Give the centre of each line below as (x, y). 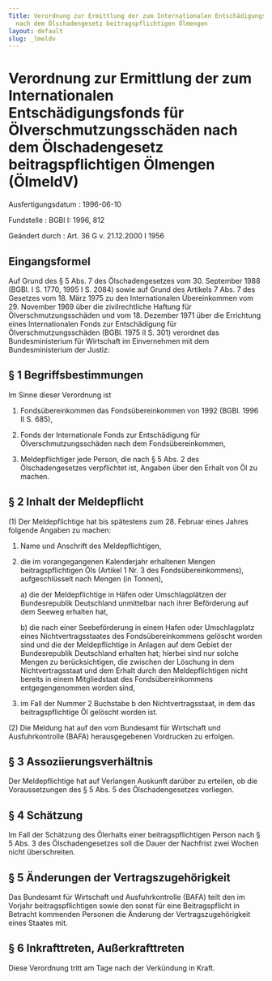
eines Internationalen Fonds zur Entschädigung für (93, 324)
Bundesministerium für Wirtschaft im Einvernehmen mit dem (109, 341)
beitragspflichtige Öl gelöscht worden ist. (89, 712)
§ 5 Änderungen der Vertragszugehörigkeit (119, 878)
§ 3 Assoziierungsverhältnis (81, 762)
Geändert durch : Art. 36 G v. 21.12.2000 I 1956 (86, 236)
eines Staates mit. (38, 923)
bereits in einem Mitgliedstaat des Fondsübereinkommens (116, 679)
